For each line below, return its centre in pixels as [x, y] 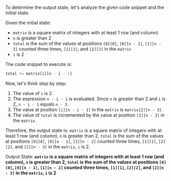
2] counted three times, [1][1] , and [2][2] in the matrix [72, 49]
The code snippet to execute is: [39, 64]
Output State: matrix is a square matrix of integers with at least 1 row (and [85, 156]
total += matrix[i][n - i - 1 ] [39, 74]
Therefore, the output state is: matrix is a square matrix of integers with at [83, 130]
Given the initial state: [28, 23]
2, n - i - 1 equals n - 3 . [41, 104]
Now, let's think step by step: [36, 83]
